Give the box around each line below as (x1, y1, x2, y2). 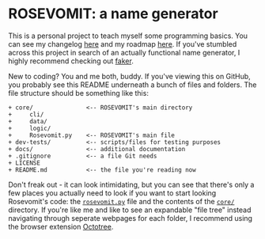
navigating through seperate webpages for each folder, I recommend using (8, 213, 253, 222)
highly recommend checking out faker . (8, 56, 134, 66)
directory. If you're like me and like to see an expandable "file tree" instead (8, 205, 252, 214)
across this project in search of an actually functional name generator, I (8, 47, 240, 57)
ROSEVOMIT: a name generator (8, 5, 219, 23)
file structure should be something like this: (8, 88, 149, 97)
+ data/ (8, 117, 47, 125)
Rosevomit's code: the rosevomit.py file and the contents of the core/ (8, 196, 235, 206)
